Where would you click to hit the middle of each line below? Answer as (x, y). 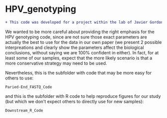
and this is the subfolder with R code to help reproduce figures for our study (83, 96)
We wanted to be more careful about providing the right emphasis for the (80, 32)
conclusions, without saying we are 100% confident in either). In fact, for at (82, 52)
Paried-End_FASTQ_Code (29, 87)
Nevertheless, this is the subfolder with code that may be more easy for (78, 73)
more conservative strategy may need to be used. (56, 63)
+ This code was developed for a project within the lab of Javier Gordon (84, 22)
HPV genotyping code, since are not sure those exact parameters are (76, 37)
